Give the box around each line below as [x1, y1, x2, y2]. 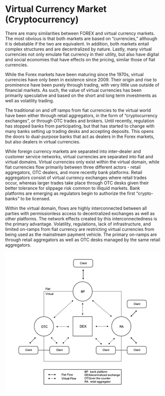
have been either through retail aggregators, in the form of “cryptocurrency [5, 112, 158, 118]
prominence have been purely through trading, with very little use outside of [5, 82, 160, 88]
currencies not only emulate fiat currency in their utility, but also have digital [5, 51, 159, 57]
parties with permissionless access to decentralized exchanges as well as [5, 210, 155, 216]
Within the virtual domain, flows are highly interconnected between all [5, 205, 147, 211]
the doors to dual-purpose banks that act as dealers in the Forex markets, [5, 133, 155, 139]
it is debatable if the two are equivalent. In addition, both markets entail [5, 41, 149, 46]
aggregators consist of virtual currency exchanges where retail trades [5, 175, 147, 180]
